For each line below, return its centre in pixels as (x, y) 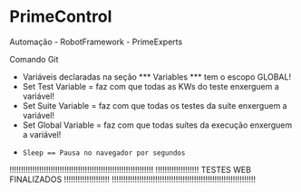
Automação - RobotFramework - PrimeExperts (96, 42)
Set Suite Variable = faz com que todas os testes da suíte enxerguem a (155, 105)
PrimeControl (61, 17)
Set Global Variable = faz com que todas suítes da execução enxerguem (157, 125)
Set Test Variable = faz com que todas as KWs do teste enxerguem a (150, 86)
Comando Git (34, 59)
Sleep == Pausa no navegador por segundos (104, 153)
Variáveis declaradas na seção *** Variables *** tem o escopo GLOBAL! (157, 77)
